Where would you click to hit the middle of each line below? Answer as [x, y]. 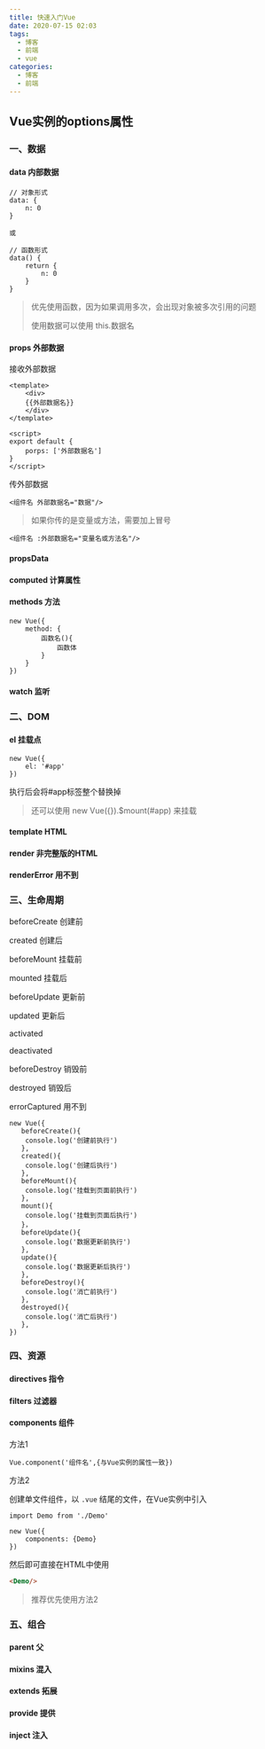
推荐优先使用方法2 [65, 1599]
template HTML [39, 832]
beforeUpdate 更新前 [47, 996]
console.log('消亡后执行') [71, 1317]
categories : [31, 67]
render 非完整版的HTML [54, 853]
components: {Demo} [61, 1539]
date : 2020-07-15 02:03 [53, 26]
